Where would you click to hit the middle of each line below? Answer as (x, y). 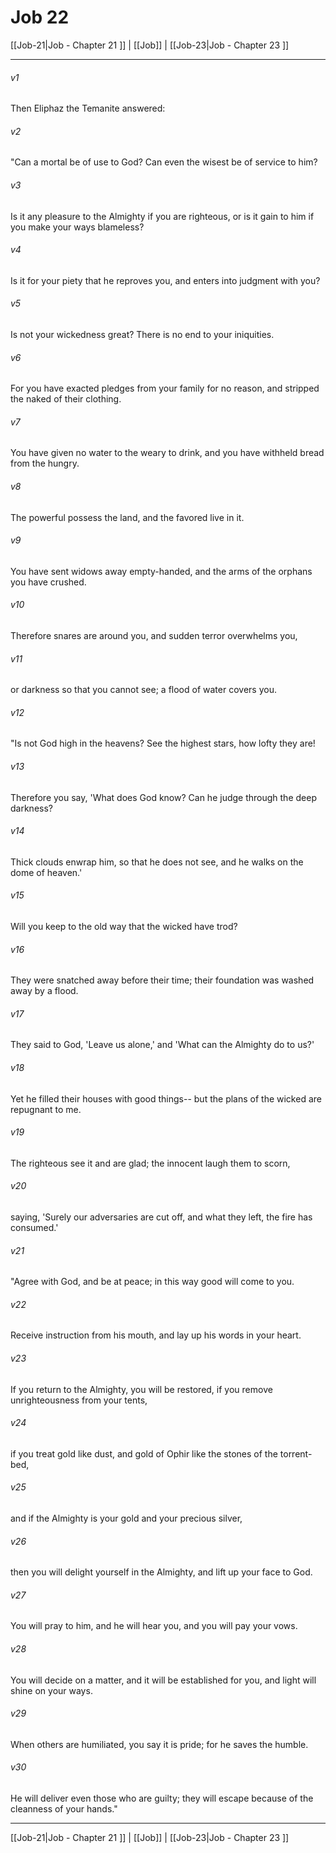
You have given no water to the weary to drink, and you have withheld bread (167, 453)
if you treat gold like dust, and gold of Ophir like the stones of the (144, 1453)
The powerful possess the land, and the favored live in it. (127, 517)
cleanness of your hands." (64, 1809)
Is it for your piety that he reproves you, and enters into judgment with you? (165, 280)
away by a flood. (44, 991)
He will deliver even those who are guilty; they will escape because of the (162, 1798)
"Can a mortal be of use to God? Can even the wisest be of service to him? (164, 162)
